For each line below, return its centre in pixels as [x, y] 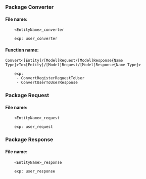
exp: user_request [34, 127]
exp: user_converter [36, 39]
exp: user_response [35, 171]
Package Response [29, 140]
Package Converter [30, 7]
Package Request [27, 96]
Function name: [22, 50]
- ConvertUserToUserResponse [47, 83]
